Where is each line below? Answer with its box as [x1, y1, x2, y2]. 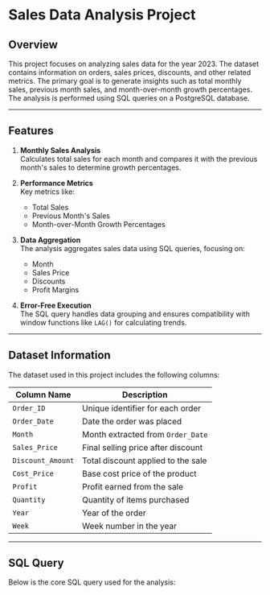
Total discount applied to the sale [81, 455, 207, 466]
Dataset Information [8, 349, 111, 362]
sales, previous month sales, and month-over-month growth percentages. [8, 85, 253, 94]
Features [8, 124, 54, 138]
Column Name [15, 389, 72, 400]
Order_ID [12, 403, 46, 412]
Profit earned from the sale [81, 481, 183, 492]
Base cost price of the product [81, 468, 197, 479]
